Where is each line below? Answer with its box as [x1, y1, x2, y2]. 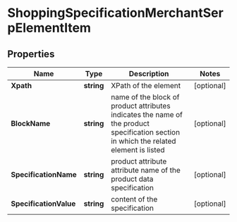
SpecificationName [11, 170, 78, 179]
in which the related [110, 136, 176, 146]
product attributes [110, 101, 171, 111]
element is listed [110, 145, 165, 154]
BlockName [11, 118, 51, 128]
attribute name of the [110, 166, 181, 175]
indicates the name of [110, 110, 183, 119]
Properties [7, 48, 55, 60]
